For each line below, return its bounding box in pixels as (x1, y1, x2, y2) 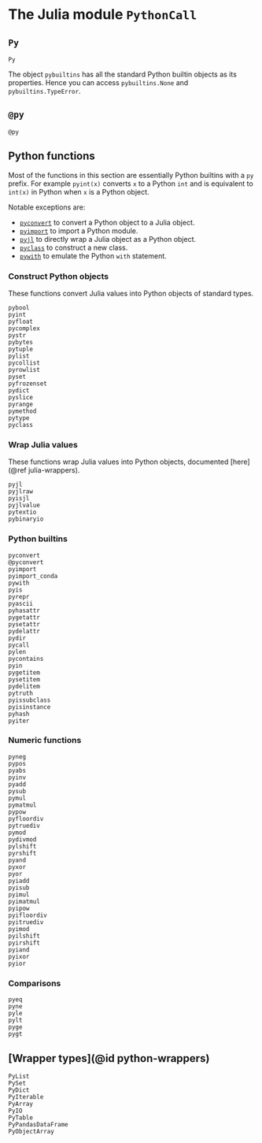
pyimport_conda (8, 572, 58, 580)
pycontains (8, 655, 44, 662)
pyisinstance (8, 703, 51, 711)
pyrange (8, 400, 34, 408)
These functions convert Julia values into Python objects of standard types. (8, 288, 254, 298)
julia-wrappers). (28, 466, 80, 475)
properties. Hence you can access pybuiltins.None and (8, 78, 189, 87)
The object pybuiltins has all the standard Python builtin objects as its (8, 69, 238, 79)
